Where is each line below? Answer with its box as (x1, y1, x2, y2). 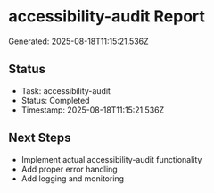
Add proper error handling (21, 164, 118, 174)
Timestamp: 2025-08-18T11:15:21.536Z (21, 105, 165, 115)
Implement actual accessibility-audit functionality (21, 154, 202, 164)
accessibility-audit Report (8, 6, 206, 27)
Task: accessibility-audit (21, 85, 111, 96)
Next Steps (8, 130, 71, 146)
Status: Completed (21, 95, 90, 105)
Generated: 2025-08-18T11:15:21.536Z (8, 36, 149, 46)
